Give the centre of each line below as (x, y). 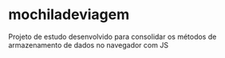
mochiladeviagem (69, 15)
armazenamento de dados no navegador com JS (89, 44)
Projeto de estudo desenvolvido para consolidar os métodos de (112, 37)
